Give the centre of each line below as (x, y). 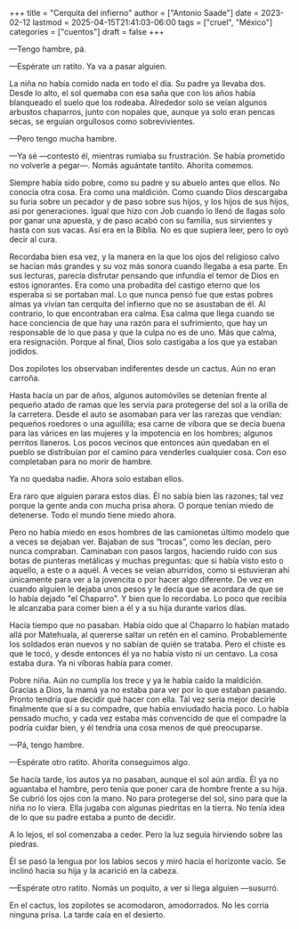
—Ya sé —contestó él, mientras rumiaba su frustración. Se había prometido (147, 156)
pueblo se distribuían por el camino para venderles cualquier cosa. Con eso (148, 452)
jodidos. (24, 351)
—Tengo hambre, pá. (48, 49)
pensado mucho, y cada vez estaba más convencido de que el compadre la (148, 718)
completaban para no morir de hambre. (81, 461)
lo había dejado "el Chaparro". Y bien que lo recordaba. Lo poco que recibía (148, 599)
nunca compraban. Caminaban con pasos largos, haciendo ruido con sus (143, 551)
